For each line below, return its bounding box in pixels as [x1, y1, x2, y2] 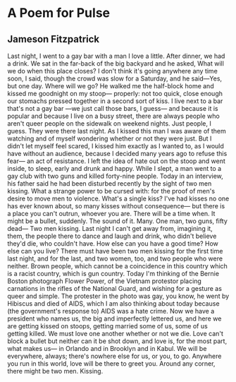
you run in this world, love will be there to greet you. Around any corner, [7, 359, 216, 368]
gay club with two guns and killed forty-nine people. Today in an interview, [7, 172, 223, 180]
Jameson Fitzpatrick [7, 33, 100, 45]
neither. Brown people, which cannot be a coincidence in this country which [7, 262, 228, 270]
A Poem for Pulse [7, 5, 111, 21]
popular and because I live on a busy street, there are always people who [7, 112, 220, 120]
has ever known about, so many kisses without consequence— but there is [7, 202, 225, 210]
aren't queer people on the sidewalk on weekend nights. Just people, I [7, 119, 211, 128]
